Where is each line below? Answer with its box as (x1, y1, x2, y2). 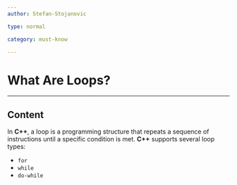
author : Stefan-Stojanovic (7, 10, 87, 18)
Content (7, 108, 44, 120)
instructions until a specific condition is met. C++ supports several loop (7, 135, 215, 143)
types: (7, 142, 26, 151)
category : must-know (7, 36, 68, 43)
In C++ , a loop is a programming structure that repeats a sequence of (7, 127, 209, 136)
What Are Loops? (7, 72, 111, 88)
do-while (17, 172, 44, 179)
